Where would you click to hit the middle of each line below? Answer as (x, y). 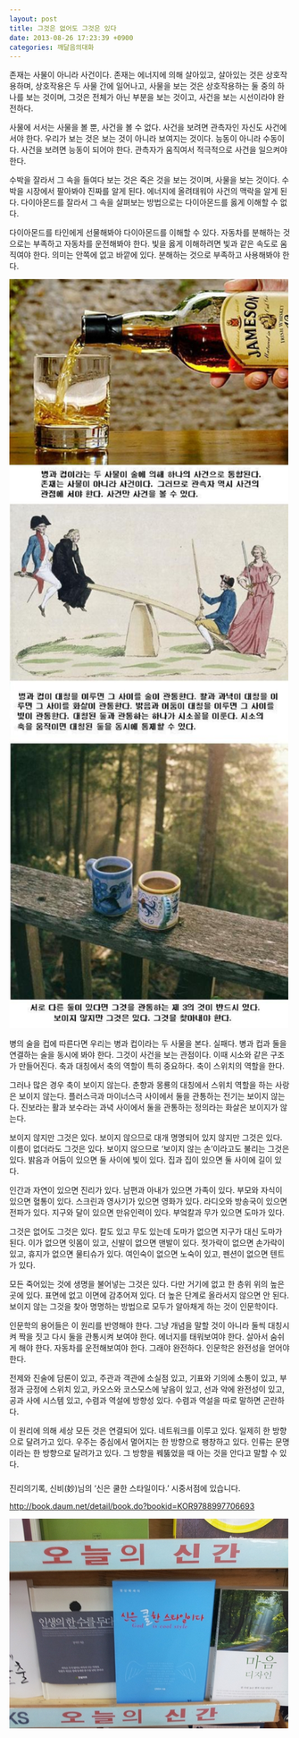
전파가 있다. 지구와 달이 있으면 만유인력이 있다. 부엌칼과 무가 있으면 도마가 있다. (147, 1213)
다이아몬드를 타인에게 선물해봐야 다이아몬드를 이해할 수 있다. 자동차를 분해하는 (145, 233)
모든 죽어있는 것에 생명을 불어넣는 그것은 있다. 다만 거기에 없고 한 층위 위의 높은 (147, 1284)
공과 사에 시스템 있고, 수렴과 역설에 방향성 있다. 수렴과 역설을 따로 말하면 (135, 1401)
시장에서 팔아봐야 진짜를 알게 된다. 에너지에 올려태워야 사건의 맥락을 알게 (152, 192)
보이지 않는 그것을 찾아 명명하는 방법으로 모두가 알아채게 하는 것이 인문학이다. (144, 1307)
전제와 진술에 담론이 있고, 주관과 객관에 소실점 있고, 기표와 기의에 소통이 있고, (144, 1378)
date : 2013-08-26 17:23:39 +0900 (71, 38)
